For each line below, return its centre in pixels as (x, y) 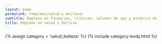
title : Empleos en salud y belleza (41, 23)
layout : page (18, 9)
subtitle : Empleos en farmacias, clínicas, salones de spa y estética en (81, 18)
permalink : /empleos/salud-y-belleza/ (44, 14)
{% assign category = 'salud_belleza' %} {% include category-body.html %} (81, 36)
